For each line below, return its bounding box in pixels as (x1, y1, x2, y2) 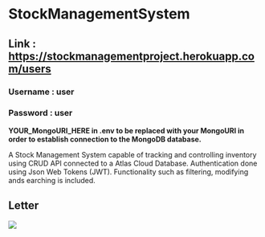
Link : (8, 37, 36, 51)
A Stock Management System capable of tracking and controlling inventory (8, 149, 257, 159)
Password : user (8, 108, 73, 119)
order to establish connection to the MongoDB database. (8, 134, 202, 144)
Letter (8, 198, 39, 213)
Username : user (8, 86, 75, 97)
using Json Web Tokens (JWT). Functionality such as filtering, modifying (8, 166, 249, 177)
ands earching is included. (8, 175, 96, 185)
